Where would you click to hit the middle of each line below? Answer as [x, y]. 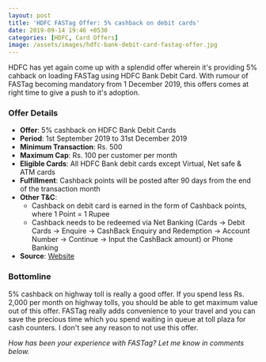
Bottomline [30, 277]
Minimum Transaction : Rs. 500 [71, 147]
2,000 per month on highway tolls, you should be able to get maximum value [133, 302]
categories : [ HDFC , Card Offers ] [63, 38]
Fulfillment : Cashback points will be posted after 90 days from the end [135, 181]
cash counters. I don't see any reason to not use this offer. [103, 327]
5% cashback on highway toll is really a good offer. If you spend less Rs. [126, 294]
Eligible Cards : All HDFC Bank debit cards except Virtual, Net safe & [131, 164]
